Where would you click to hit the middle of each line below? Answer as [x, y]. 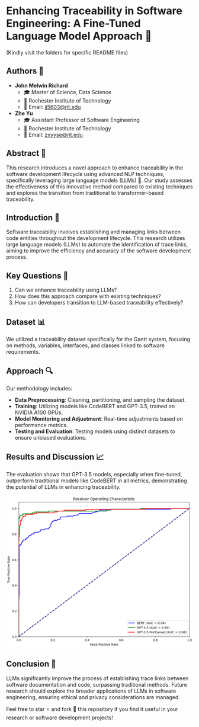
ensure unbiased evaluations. [51, 437]
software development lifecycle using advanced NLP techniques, [85, 174]
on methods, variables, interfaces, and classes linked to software [85, 345]
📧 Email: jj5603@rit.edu [52, 107]
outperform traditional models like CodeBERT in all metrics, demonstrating [97, 481]
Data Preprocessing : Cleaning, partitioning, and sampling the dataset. [100, 400]
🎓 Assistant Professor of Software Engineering [82, 120]
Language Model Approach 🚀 [79, 36]
